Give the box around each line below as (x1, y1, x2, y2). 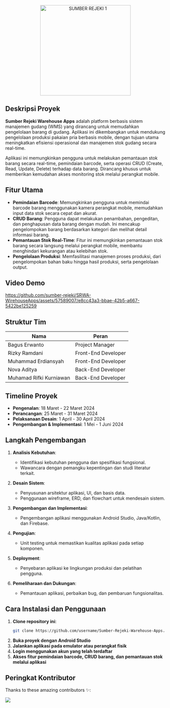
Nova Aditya (8, 366, 37, 373)
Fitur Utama (5, 186, 44, 195)
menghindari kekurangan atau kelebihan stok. (12, 248, 108, 254)
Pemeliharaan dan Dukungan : (12, 580, 77, 586)
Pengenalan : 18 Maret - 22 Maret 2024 (12, 405, 95, 411)
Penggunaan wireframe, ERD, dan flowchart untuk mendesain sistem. (20, 495, 165, 501)
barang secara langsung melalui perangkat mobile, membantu (12, 242, 143, 248)
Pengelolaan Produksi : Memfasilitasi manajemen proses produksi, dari (12, 253, 161, 259)
